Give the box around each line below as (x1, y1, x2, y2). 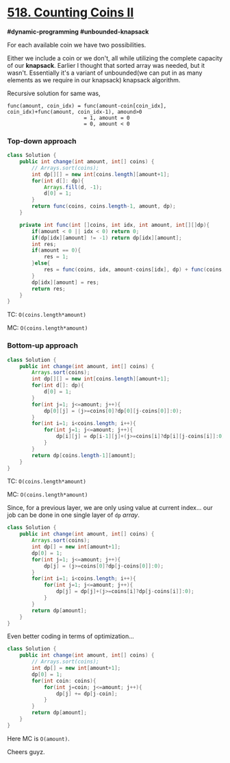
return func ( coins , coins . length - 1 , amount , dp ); (31, 203, 176, 210)
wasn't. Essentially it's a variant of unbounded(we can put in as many (7, 69, 203, 77)
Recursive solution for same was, (7, 89, 101, 97)
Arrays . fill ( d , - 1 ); (43, 184, 103, 191)
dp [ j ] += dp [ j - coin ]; (55, 690, 118, 697)
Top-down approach (7, 136, 77, 145)
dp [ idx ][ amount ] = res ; (31, 279, 99, 286)
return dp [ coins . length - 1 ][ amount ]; (31, 452, 136, 459)
